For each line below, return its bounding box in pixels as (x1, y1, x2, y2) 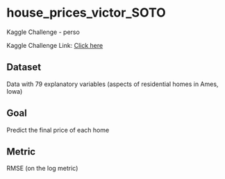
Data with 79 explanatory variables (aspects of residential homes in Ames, (6, 80, 219, 88)
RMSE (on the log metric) (6, 164, 78, 173)
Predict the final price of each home (6, 126, 110, 134)
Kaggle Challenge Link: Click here (6, 41, 103, 49)
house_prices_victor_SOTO (6, 5, 166, 21)
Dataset (6, 61, 42, 74)
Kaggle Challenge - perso (6, 28, 81, 36)
